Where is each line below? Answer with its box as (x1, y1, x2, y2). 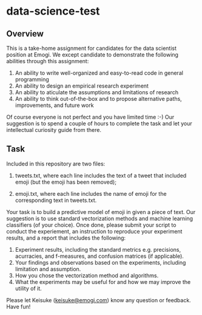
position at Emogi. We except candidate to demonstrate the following (6, 51, 179, 58)
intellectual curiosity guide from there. (6, 126, 102, 133)
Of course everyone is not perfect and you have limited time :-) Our (6, 114, 175, 120)
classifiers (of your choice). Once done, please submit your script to (6, 221, 177, 229)
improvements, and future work (15, 102, 94, 109)
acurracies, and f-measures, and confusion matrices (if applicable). (15, 252, 184, 260)
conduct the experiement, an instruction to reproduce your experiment (6, 227, 183, 235)
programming (15, 76, 50, 83)
